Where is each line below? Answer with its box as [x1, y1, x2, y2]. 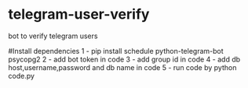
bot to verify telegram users [8, 31, 98, 40]
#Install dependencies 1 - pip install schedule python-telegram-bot [8, 46, 224, 55]
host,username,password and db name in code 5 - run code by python [8, 62, 237, 72]
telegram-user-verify [8, 5, 150, 23]
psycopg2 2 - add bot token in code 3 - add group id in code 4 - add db [8, 55, 241, 64]
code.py [8, 71, 35, 80]
